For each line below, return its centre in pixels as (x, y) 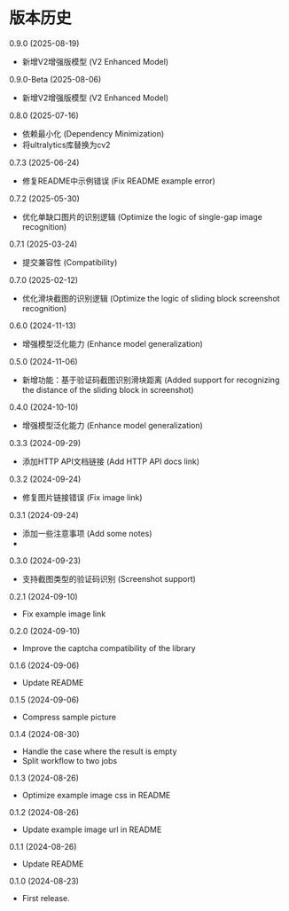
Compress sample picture (69, 717)
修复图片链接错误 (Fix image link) (82, 497)
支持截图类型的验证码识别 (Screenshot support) (109, 578)
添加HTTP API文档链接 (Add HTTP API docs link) (111, 461)
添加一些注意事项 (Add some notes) (87, 533)
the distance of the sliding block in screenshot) (108, 389)
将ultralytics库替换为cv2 (66, 145)
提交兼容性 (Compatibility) (70, 262)
